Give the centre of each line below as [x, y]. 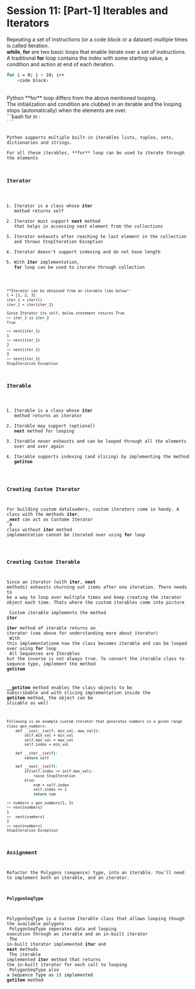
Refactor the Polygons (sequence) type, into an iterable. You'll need [95, 873]
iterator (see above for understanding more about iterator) [83, 633]
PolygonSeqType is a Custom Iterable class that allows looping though [95, 919]
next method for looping [44, 431]
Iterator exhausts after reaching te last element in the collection [100, 236]
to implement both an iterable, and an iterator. [68, 878]
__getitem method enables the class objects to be [69, 688]
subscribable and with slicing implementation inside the [79, 693]
